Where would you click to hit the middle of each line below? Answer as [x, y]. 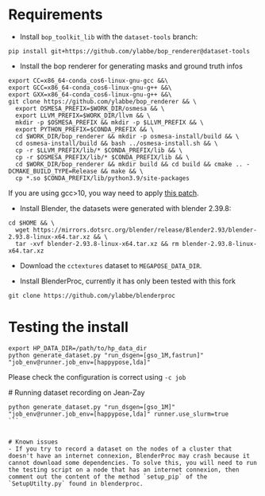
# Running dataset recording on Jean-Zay [77, 393]
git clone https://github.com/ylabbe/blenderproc [92, 295]
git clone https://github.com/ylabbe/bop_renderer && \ [102, 101]
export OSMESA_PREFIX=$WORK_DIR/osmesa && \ [90, 108]
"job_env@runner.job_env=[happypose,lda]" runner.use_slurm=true [118, 414]
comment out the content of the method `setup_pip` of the [108, 476]
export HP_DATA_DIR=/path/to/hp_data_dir [78, 348]
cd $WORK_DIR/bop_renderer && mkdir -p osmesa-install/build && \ [127, 136]
